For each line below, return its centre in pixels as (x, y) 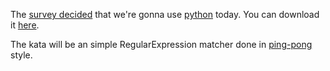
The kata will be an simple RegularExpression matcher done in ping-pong (161, 44)
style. (21, 55)
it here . (25, 25)
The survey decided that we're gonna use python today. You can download (165, 14)
